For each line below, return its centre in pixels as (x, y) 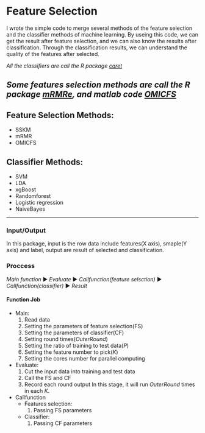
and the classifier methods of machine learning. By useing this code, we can (102, 34)
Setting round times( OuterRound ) (66, 339)
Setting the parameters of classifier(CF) (74, 333)
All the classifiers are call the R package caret (64, 66)
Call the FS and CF (48, 378)
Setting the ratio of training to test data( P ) (77, 345)
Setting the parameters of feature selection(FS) (84, 326)
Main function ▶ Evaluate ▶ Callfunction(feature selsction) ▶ (84, 279)
